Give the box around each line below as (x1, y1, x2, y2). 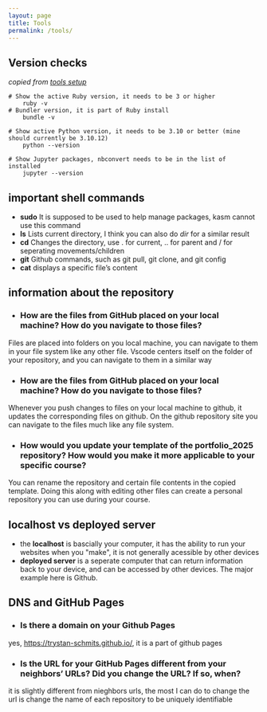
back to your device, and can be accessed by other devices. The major (19, 564, 253, 574)
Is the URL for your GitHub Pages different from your (19, 658, 227, 669)
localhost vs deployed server (8, 517, 156, 531)
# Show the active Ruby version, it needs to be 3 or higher (8, 92, 216, 100)
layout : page (8, 11, 52, 20)
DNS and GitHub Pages (8, 596, 125, 610)
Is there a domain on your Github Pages (19, 620, 175, 631)
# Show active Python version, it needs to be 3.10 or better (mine (8, 128, 241, 136)
